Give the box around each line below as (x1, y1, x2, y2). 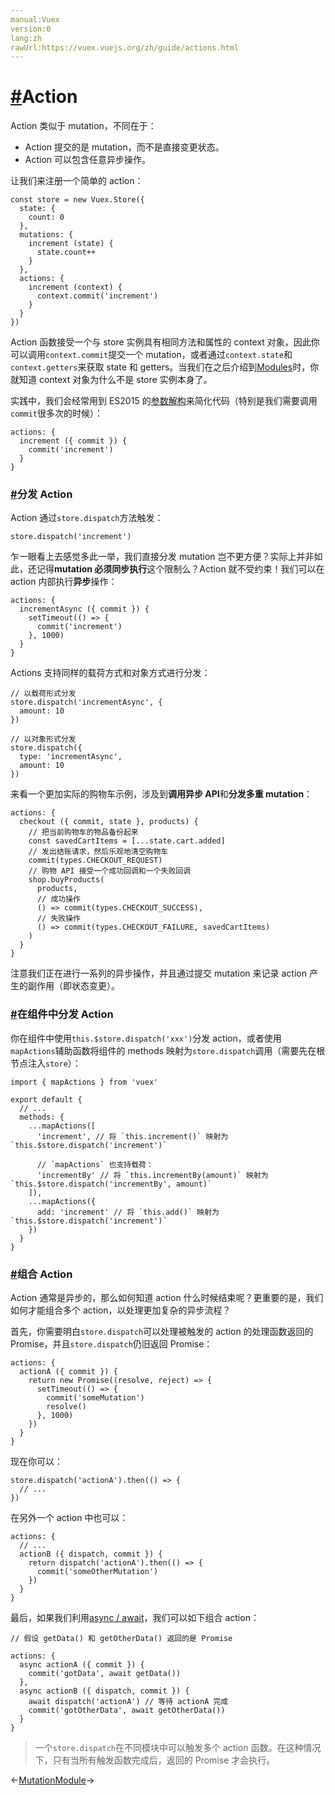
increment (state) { (28, 239, 114, 249)
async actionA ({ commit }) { (19, 1660, 145, 1670)
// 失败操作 (36, 914, 81, 924)
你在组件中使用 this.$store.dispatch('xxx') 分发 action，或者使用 (10, 1032, 282, 1044)
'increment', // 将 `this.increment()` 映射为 (36, 1131, 229, 1141)
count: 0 (28, 212, 65, 223)
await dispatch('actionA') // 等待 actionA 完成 (28, 1697, 229, 1707)
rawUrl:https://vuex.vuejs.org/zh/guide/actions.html (10, 42, 240, 53)
